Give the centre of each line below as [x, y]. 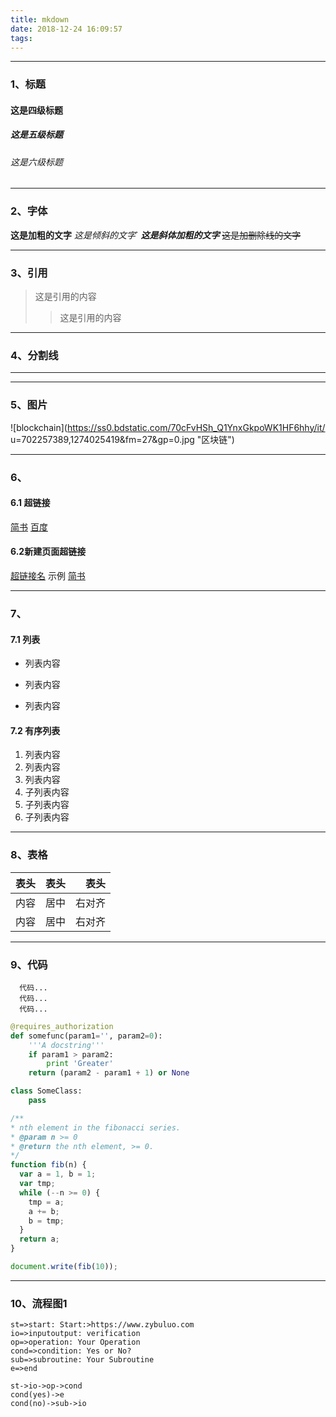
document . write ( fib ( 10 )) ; [64, 1267]
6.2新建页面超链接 [48, 552]
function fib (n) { [48, 1165]
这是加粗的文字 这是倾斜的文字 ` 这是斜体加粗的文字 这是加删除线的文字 [156, 235]
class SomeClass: [46, 1091]
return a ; [39, 1239]
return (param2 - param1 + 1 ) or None [109, 1073]
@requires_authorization [62, 1026]
